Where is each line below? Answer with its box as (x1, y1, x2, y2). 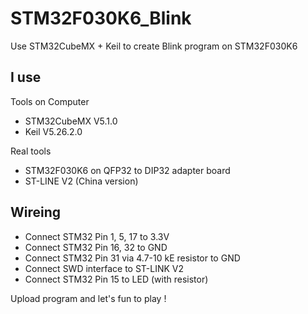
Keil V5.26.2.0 (24, 125, 83, 137)
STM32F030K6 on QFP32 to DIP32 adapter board (24, 164, 231, 176)
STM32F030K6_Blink (10, 7, 192, 30)
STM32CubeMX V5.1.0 (24, 115, 118, 127)
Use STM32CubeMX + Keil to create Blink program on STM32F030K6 (10, 40, 298, 52)
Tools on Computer (10, 95, 90, 107)
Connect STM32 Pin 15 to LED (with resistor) (24, 273, 209, 285)
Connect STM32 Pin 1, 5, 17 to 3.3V (24, 230, 170, 242)
